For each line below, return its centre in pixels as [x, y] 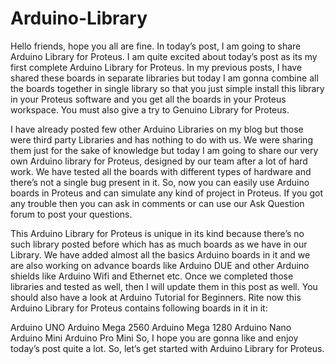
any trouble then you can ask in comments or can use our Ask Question [157, 203]
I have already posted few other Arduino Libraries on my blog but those [157, 129]
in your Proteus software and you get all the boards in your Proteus [148, 99]
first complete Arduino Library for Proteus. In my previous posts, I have [156, 67]
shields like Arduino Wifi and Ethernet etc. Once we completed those [152, 276]
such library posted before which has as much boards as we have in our [159, 244]
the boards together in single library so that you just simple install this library [167, 88]
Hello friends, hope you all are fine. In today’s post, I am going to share [156, 46]
